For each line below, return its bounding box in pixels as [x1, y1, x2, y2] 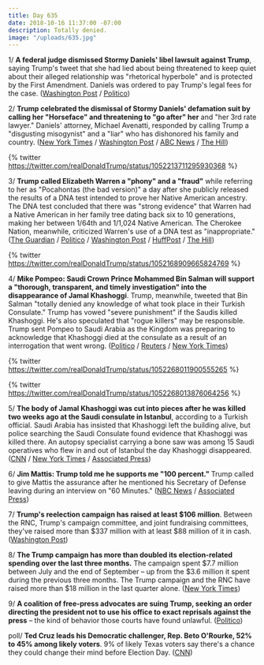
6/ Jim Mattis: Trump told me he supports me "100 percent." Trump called [8, 469, 255, 479]
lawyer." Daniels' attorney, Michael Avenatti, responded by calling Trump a [8, 121, 250, 130]
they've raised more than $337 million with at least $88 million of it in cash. [8, 526, 252, 536]
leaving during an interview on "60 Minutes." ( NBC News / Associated [8, 486, 235, 495]
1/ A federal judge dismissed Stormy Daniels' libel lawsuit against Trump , [8, 55, 252, 65]
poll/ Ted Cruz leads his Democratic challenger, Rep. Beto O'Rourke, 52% [8, 631, 252, 641]
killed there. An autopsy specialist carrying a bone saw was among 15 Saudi [8, 437, 255, 446]
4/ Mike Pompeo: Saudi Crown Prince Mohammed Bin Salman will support [8, 274, 255, 284]
